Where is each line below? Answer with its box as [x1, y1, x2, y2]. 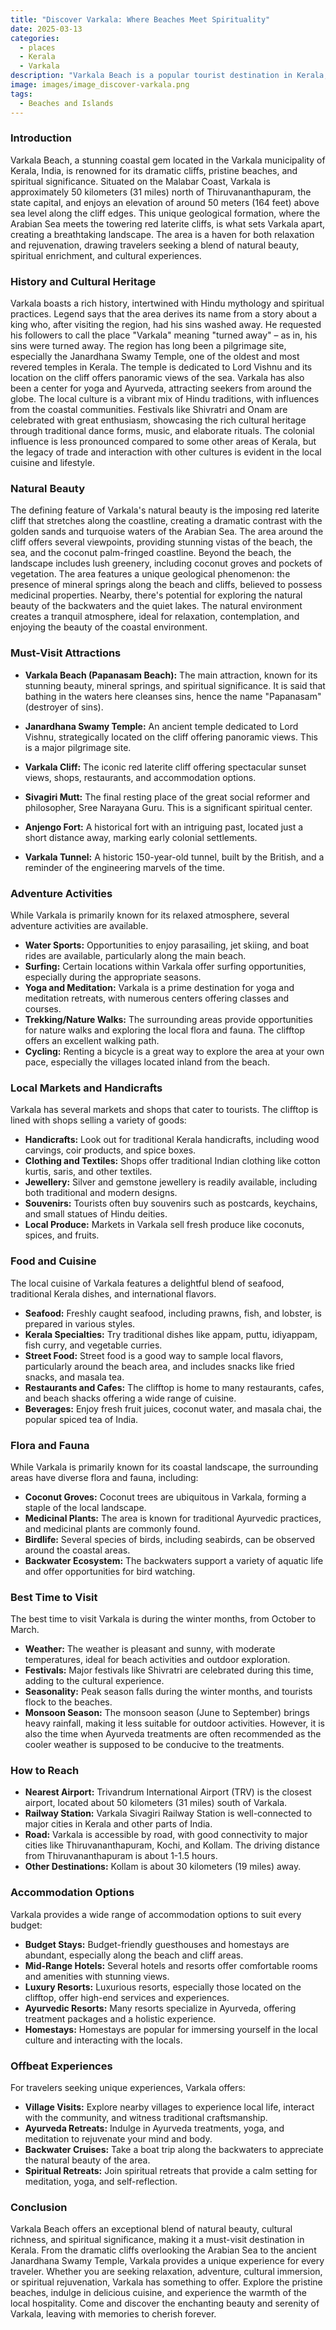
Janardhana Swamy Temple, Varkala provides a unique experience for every [10, 2255, 325, 2267]
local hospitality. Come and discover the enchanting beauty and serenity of [10, 2297, 320, 2310]
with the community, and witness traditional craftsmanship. [24, 2112, 268, 2124]
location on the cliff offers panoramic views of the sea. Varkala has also [10, 372, 305, 384]
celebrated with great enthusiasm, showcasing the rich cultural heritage [10, 414, 307, 426]
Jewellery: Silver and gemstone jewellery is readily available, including [24, 1176, 318, 1188]
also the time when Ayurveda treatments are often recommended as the [24, 1728, 322, 1740]
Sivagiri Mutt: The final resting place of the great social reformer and [24, 791, 311, 803]
